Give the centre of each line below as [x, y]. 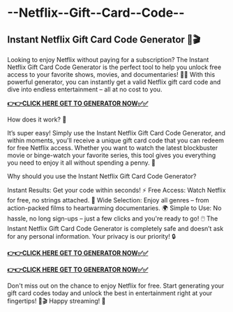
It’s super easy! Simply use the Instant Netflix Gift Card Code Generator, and [116, 133]
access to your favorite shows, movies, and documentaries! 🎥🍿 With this [111, 74]
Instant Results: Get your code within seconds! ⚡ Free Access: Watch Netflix [116, 190]
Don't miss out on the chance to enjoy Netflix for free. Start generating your [116, 285]
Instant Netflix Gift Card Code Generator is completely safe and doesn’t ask [115, 229]
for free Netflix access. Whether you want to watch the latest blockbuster [113, 148]
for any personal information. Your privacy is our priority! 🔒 [91, 236]
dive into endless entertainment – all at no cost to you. [85, 89]
